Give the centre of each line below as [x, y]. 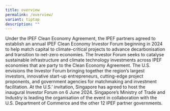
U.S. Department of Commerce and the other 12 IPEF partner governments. [84, 103]
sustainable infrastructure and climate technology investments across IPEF [83, 60]
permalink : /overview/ [29, 15]
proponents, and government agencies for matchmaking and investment [81, 82]
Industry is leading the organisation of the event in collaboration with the [81, 98]
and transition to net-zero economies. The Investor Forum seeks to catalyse [85, 55]
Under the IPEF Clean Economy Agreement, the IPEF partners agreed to [81, 39]
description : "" [22, 24]
